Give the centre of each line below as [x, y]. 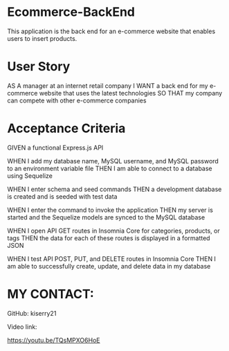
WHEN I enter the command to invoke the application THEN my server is [110, 210]
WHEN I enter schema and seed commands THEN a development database [114, 189]
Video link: [22, 327]
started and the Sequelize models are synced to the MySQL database [106, 217]
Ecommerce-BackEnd [71, 12]
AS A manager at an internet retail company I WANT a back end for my [108, 85]
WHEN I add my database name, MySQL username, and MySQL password [113, 161]
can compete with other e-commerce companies [77, 100]
